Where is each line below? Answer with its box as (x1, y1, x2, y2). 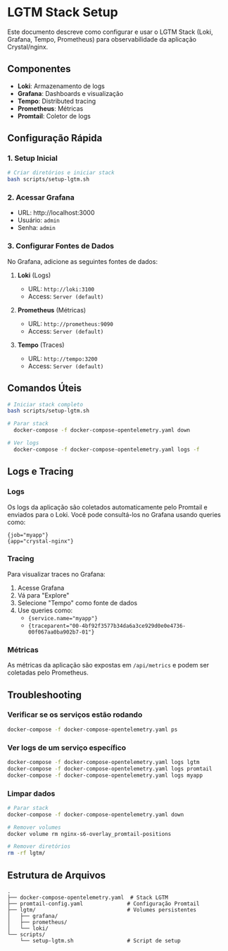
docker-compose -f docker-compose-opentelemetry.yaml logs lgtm (7, 758, 200, 765)
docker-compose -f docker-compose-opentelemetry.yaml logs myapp (7, 772, 203, 779)
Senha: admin (17, 224, 56, 232)
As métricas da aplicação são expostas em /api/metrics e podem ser (7, 661, 210, 670)
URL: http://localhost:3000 (17, 209, 95, 217)
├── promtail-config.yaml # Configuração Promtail (7, 900, 200, 907)
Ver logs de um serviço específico (7, 742, 127, 752)
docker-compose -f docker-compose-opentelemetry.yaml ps (7, 726, 178, 733)
